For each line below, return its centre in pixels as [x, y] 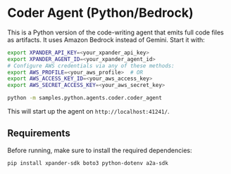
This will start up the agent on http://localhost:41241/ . [88, 112]
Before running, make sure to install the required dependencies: [100, 150]
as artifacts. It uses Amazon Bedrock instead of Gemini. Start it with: [106, 39]
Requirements [39, 134]
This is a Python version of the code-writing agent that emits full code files [115, 32]
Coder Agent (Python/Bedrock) [100, 13]
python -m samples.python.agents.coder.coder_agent [85, 98]
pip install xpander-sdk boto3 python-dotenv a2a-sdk [88, 163]
